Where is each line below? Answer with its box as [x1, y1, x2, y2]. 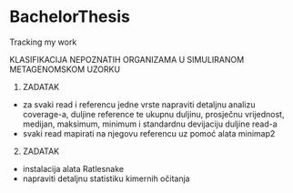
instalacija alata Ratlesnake [22, 163, 125, 174]
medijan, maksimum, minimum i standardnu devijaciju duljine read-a [22, 118, 278, 129]
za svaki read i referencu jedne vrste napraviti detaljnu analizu [22, 98, 256, 110]
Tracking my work [9, 36, 77, 47]
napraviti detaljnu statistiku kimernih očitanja [22, 173, 190, 184]
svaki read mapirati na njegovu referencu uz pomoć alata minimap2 [22, 127, 276, 138]
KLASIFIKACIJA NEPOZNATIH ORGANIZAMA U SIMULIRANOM [9, 54, 245, 65]
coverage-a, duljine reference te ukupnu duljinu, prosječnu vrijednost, [22, 108, 285, 119]
